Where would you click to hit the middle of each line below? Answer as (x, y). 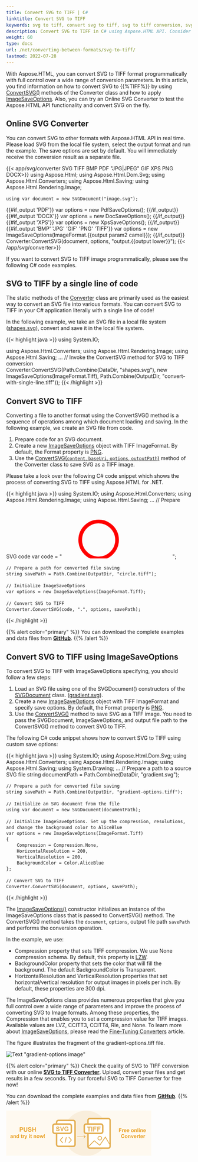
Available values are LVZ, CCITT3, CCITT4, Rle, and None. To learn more (94, 1025)
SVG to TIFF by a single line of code (72, 284)
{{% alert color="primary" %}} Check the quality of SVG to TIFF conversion (98, 1066)
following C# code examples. (41, 265)
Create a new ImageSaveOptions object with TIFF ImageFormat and (97, 701)
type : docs (19, 44)
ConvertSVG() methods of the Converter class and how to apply (84, 92)
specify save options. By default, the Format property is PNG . (89, 708)
